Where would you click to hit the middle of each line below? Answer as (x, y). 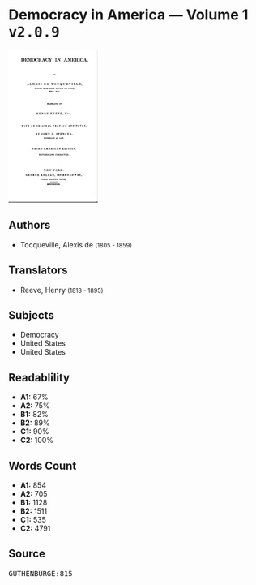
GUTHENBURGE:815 (41, 573)
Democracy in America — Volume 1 (128, 15)
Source (27, 554)
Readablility (39, 378)
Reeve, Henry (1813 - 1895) (62, 290)
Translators (38, 271)
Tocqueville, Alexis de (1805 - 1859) (76, 244)
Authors (30, 225)
